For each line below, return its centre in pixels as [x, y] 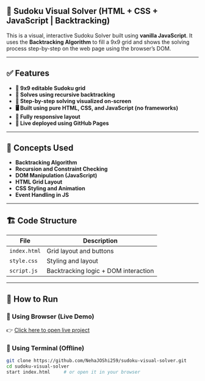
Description [100, 241]
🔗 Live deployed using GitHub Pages [62, 123]
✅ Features [28, 73]
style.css [23, 261]
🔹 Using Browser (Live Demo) [50, 316]
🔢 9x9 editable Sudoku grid [50, 88]
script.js [23, 271]
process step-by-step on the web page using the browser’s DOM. [89, 48]
